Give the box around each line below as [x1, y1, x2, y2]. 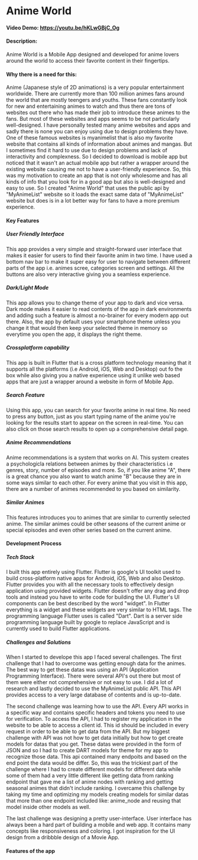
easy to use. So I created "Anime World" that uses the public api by [6, 185, 170, 192]
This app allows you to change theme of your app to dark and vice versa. [6, 299, 184, 306]
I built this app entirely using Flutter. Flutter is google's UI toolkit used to [6, 569, 181, 576]
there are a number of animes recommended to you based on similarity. [6, 485, 181, 492]
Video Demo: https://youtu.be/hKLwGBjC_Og [6, 24, 120, 31]
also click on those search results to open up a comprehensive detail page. [6, 425, 189, 432]
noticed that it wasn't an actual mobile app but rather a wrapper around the [6, 159, 189, 166]
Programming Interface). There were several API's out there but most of [6, 672, 181, 679]
